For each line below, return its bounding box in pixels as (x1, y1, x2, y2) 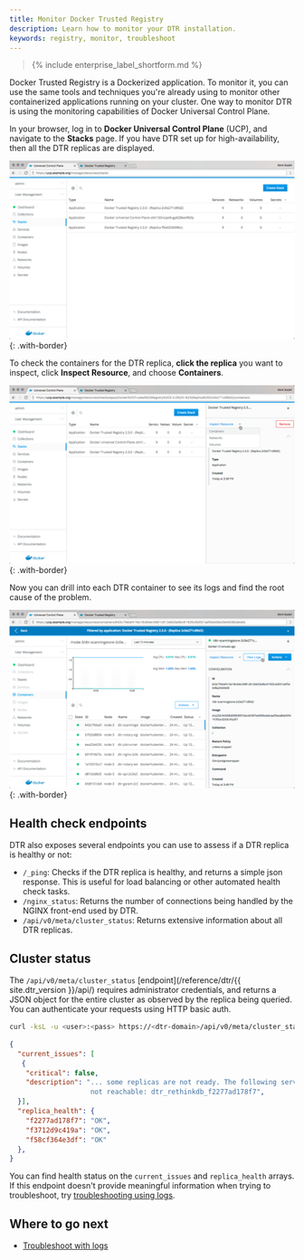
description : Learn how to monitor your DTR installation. (9, 24, 237, 33)
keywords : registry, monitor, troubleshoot (9, 33, 176, 43)
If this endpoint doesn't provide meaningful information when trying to (9, 1180, 271, 1191)
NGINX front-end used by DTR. (22, 905, 138, 916)
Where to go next (9, 1216, 109, 1231)
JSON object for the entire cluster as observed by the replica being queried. (9, 994, 292, 1005)
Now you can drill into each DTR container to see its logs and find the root (9, 582, 285, 593)
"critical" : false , (25, 1068, 100, 1077)
